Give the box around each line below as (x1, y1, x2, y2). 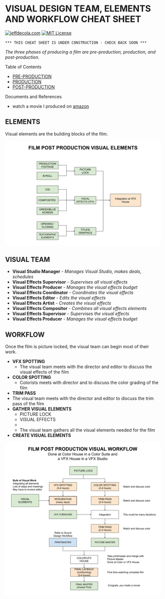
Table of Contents (5, 64, 42, 70)
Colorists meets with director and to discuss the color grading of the (19, 379, 159, 385)
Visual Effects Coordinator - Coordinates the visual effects (12, 290, 134, 296)
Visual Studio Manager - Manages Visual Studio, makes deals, (12, 269, 142, 275)
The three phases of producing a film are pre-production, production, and (5, 49, 156, 55)
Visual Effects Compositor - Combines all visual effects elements (12, 305, 147, 311)
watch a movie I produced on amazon (12, 103, 89, 109)
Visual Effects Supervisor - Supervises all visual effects (12, 279, 128, 285)
